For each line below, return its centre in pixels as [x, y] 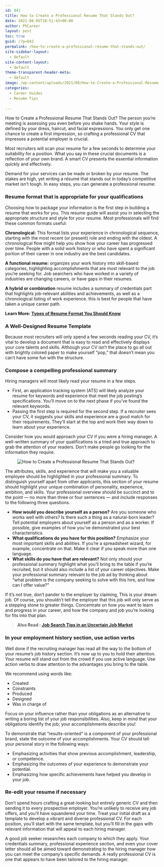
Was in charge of [29, 704]
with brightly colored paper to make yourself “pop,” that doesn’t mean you [80, 352]
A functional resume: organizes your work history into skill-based [72, 263]
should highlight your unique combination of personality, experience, [74, 487]
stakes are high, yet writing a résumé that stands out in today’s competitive [81, 179]
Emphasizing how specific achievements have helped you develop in [82, 774]
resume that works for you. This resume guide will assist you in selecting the [82, 213]
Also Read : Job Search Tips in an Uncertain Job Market [75, 625]
